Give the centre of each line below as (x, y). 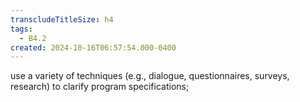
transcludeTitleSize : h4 (62, 19)
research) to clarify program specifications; (100, 87)
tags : (21, 29)
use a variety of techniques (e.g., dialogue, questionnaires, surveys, (150, 76)
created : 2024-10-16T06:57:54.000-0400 (93, 47)
